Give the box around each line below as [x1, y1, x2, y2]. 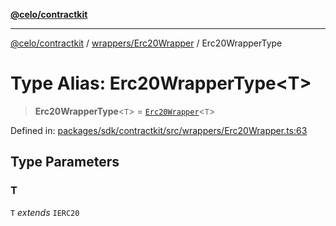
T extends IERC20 [10, 206, 80, 218]
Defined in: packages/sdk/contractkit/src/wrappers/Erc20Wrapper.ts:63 [10, 124, 308, 136]
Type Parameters [10, 154, 120, 171]
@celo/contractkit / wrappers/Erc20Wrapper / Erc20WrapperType [10, 37, 283, 49]
